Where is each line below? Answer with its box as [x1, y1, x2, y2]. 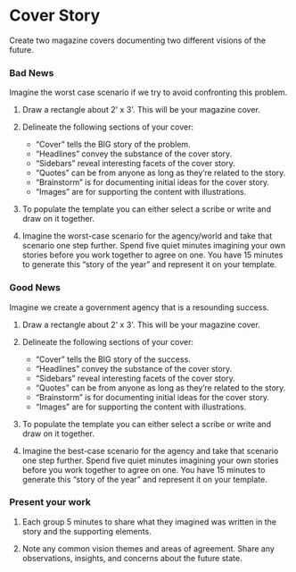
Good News [9, 282, 61, 294]
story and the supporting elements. [21, 526, 152, 536]
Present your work [9, 496, 91, 509]
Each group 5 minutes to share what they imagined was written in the [21, 516, 276, 527]
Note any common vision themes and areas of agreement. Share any [21, 543, 275, 554]
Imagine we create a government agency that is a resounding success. [9, 301, 269, 313]
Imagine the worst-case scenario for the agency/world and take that [21, 231, 273, 241]
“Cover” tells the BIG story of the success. [35, 354, 192, 365]
